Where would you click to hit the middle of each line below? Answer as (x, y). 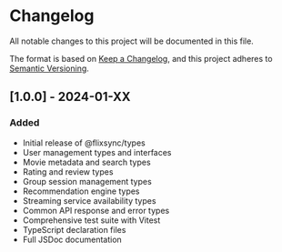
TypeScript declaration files (74, 229)
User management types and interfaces (97, 152)
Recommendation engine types (81, 191)
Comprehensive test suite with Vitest (91, 220)
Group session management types (87, 181)
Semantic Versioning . (49, 68)
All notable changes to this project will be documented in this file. (132, 41)
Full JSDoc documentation (72, 239)
